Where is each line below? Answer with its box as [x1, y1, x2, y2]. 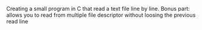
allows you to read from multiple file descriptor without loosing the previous [6, 11, 196, 19]
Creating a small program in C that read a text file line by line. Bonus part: [6, 5, 190, 12]
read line [6, 18, 29, 25]
